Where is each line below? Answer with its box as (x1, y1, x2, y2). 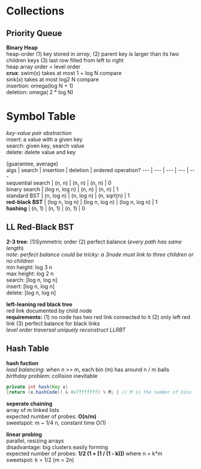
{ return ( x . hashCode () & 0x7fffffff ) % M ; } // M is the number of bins (6, 389, 192, 395)
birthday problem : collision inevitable (6, 372, 98, 379)
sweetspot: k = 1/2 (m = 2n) (6, 456, 74, 464)
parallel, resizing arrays (6, 437, 64, 444)
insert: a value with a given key (6, 136, 83, 143)
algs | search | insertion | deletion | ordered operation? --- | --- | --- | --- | (6, 166, 189, 173)
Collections (6, 4, 65, 18)
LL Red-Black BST (6, 222, 74, 232)
